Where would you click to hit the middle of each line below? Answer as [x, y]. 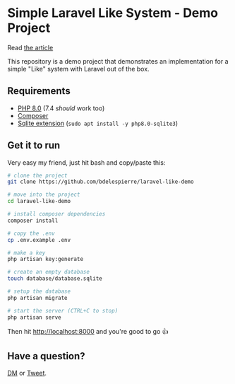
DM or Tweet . [27, 373]
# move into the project [44, 195]
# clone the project [38, 175]
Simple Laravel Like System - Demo [113, 13]
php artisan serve [34, 317]
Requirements [39, 91]
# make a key [26, 252]
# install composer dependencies [56, 214]
